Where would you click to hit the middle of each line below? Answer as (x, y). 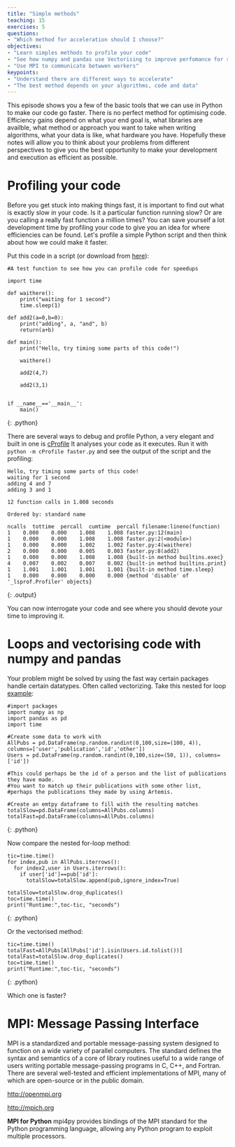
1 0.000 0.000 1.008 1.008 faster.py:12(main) (95, 533)
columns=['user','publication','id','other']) (76, 749)
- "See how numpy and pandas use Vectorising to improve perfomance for (115, 60)
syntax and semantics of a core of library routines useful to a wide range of (116, 1058)
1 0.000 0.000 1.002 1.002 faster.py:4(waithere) (100, 545)
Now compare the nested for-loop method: (69, 843)
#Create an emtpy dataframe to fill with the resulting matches (103, 804)
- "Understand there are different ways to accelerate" (90, 79)
